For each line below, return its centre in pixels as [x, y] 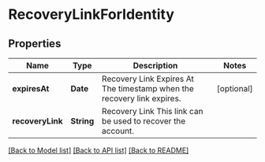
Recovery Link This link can [152, 111]
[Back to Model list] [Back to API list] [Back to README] [99, 150]
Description [155, 66]
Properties [35, 44]
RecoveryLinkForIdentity [91, 15]
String [82, 121]
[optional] [235, 88]
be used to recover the [144, 121]
